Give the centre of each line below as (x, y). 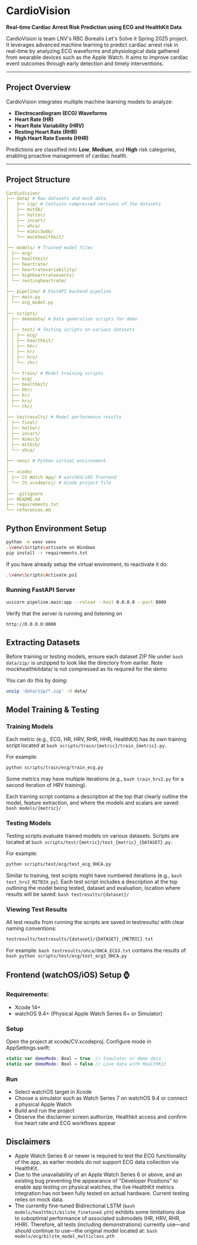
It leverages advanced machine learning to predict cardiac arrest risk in (92, 45)
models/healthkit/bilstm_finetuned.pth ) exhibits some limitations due (100, 1211)
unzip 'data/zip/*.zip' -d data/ (47, 691)
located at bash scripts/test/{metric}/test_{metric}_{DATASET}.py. (90, 842)
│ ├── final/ (22, 423)
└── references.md (28, 510)
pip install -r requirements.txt (47, 553)
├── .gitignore (25, 494)
